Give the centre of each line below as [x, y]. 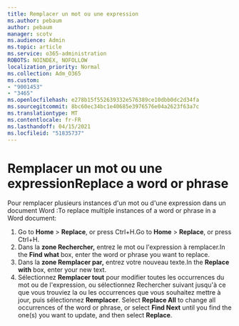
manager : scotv [30, 34]
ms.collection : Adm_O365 [44, 73]
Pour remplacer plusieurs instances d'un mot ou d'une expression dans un [117, 203]
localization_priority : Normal [54, 67]
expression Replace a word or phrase [118, 183]
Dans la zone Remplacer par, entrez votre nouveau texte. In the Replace [123, 262]
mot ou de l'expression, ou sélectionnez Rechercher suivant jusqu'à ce [122, 285]
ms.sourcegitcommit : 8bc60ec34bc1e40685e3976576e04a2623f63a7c [103, 107]
